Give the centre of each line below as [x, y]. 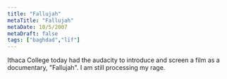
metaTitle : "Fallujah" [41, 20]
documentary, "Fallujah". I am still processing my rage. [86, 68]
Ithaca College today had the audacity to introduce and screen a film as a [114, 60]
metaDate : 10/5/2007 [38, 27]
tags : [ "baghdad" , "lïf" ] [44, 40]
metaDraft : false [33, 34]
